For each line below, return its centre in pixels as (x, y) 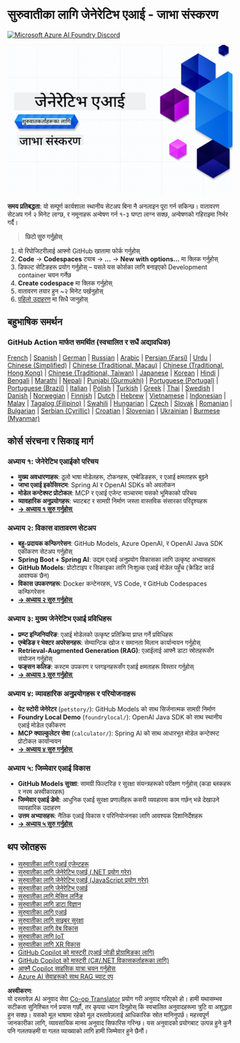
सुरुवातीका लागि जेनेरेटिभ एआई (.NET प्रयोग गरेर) (75, 872)
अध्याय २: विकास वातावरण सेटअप (52, 528)
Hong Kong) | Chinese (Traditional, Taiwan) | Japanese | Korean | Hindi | (114, 373)
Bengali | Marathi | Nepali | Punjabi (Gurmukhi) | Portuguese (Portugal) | (113, 381)
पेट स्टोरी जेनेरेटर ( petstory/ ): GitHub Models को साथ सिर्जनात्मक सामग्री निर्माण (116, 709)
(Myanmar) (24, 419)
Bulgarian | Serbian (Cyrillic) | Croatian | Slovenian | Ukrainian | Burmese (114, 411)
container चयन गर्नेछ (44, 275)
